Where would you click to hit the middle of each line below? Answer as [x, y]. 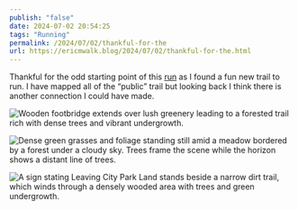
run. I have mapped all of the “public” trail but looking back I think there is [145, 87]
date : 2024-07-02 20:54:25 [60, 26]
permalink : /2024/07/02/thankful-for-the [88, 43]
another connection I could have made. [82, 96]
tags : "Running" [40, 34]
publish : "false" [42, 18]
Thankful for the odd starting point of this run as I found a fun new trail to [145, 77]
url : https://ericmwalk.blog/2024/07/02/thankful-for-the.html [131, 51]
